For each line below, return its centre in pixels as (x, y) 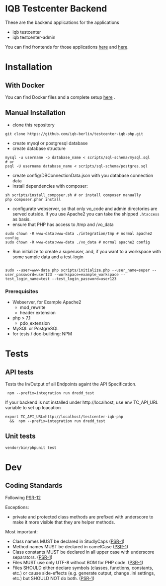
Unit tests (20, 436)
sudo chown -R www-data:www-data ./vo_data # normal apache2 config (78, 242)
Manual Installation (36, 113)
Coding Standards (34, 485)
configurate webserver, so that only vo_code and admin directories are (85, 209)
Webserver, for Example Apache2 (47, 302)
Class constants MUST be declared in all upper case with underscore (83, 552)
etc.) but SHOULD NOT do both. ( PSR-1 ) (53, 578)
